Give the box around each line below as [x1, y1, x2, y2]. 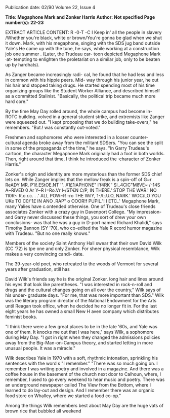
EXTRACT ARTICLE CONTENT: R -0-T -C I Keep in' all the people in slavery [5, 29, 162, 35]
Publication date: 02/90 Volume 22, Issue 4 [5, 5, 96, 10]
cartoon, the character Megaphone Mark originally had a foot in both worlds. [5, 151, 165, 156]
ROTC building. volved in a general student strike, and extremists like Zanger [5, 114, 165, 120]
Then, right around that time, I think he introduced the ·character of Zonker [5, 156, 161, 162]
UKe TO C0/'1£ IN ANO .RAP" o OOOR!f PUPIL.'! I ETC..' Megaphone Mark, [5, 198, 160, 204]
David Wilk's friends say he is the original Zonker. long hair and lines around [5, 276, 163, 282]
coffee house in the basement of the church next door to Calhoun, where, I [5, 371, 161, 377]
